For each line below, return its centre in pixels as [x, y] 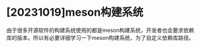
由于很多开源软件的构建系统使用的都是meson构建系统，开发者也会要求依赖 [100, 30]
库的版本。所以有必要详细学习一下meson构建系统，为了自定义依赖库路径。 [100, 37]
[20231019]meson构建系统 [75, 12]
